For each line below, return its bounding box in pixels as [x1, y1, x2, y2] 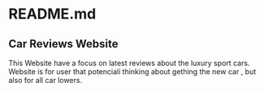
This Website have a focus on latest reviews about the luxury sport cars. [8, 58, 250, 68]
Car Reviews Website [8, 37, 119, 51]
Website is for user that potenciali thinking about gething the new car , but [8, 67, 257, 77]
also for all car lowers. [8, 76, 83, 85]
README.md [8, 5, 97, 23]
